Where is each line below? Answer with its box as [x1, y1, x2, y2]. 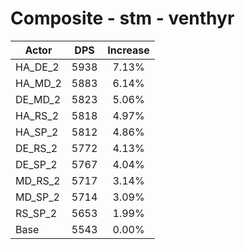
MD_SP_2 [15, 190, 60, 204]
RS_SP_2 [15, 206, 58, 220]
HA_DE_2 [15, 60, 60, 74]
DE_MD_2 [15, 92, 62, 106]
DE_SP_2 [15, 157, 58, 171]
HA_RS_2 [15, 108, 59, 122]
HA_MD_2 [15, 76, 62, 90]
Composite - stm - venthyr [10, 7, 235, 30]
